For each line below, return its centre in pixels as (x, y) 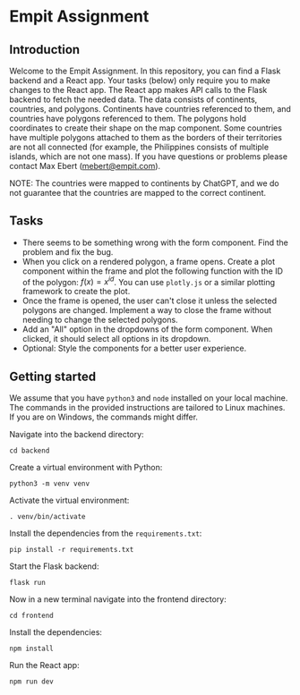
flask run (28, 583)
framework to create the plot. (76, 292)
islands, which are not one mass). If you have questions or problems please (149, 157)
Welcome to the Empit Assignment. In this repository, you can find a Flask (145, 71)
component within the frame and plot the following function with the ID (153, 271)
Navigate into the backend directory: (77, 435)
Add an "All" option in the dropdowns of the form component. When (147, 329)
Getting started (53, 376)
